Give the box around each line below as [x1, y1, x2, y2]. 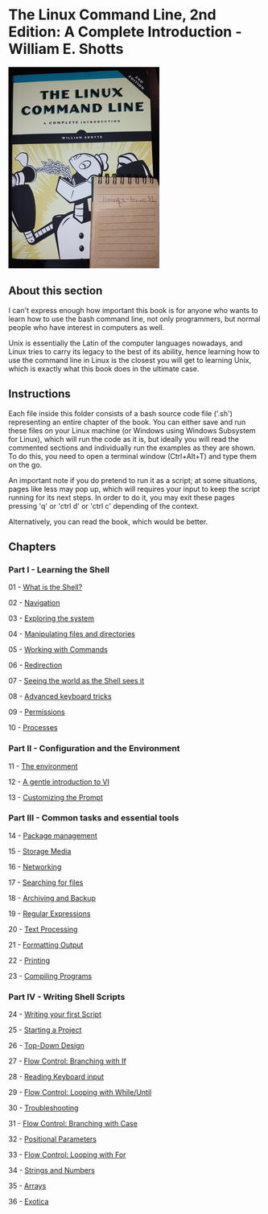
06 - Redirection [8, 660, 63, 670]
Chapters [8, 539, 56, 553]
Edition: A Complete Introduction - [8, 23, 243, 41]
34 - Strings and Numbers [8, 1166, 95, 1175]
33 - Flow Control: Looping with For [8, 1150, 126, 1160]
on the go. [8, 460, 43, 469]
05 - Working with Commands [8, 645, 109, 654]
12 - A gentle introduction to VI [8, 777, 110, 787]
